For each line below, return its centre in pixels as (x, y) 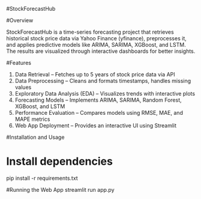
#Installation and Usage (35, 137)
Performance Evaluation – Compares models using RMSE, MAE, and (99, 113)
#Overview (20, 20)
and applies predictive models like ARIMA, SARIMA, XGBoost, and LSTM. (96, 45)
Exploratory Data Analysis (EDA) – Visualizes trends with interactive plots (105, 93)
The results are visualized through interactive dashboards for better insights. (101, 51)
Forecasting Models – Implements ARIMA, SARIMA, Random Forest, (98, 100)
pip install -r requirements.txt (42, 178)
